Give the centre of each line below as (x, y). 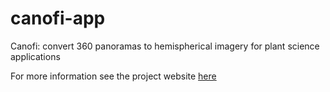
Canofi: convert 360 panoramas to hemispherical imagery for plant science (165, 46)
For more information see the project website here (113, 76)
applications (35, 56)
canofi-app (58, 18)
